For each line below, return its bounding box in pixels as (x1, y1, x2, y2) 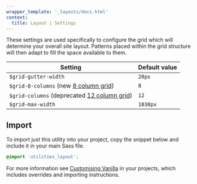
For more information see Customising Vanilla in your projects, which (6, 165, 176, 172)
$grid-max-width (9, 101, 56, 108)
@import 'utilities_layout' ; (6, 154, 79, 160)
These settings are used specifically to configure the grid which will (6, 37, 174, 44)
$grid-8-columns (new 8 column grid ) (9, 82, 114, 90)
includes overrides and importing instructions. (6, 171, 120, 179)
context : (6, 14, 28, 20)
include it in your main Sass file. (6, 142, 85, 150)
